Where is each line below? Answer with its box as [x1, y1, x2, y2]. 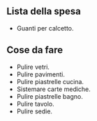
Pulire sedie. [16, 107, 53, 115]
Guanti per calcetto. [16, 24, 74, 32]
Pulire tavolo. [16, 99, 55, 108]
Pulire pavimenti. [16, 70, 66, 79]
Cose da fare [6, 45, 64, 56]
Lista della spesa [6, 6, 82, 17]
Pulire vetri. [16, 63, 50, 71]
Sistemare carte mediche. [16, 85, 91, 93]
